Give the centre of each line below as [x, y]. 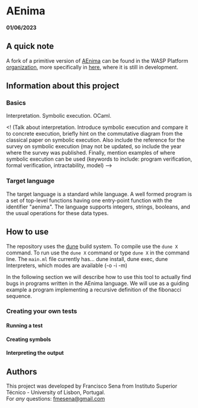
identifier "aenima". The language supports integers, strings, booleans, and [98, 207]
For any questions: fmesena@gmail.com [56, 399]
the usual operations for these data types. [57, 213]
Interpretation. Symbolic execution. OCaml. [59, 116]
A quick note [30, 46]
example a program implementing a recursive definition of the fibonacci [94, 289]
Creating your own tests [42, 311]
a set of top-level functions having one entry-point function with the [89, 200]
